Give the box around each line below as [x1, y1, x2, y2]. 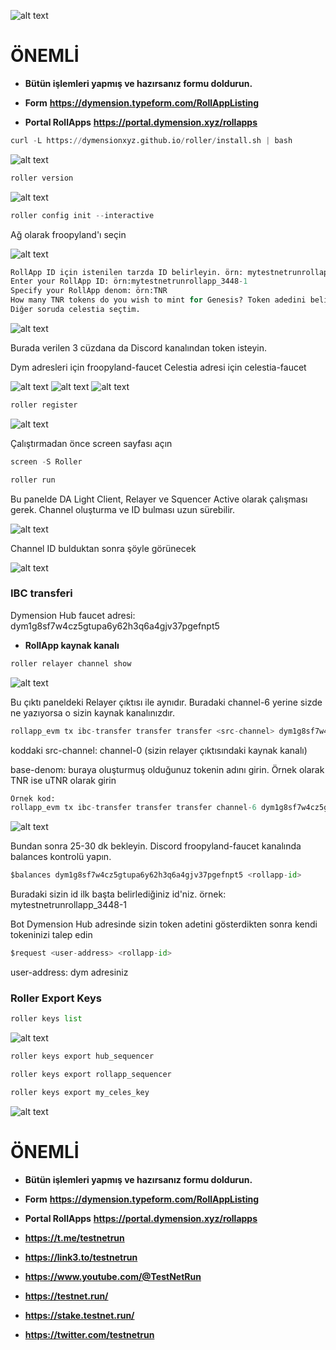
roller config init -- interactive [10, 210, 155, 220]
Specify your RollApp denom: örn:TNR [10, 286, 168, 296]
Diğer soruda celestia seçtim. [10, 305, 141, 315]
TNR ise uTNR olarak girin [10, 774, 117, 786]
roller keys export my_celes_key [10, 1088, 150, 1098]
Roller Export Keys [10, 991, 102, 1005]
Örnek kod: [10, 793, 56, 804]
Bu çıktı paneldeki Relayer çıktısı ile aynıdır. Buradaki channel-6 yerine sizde [10, 696, 323, 708]
